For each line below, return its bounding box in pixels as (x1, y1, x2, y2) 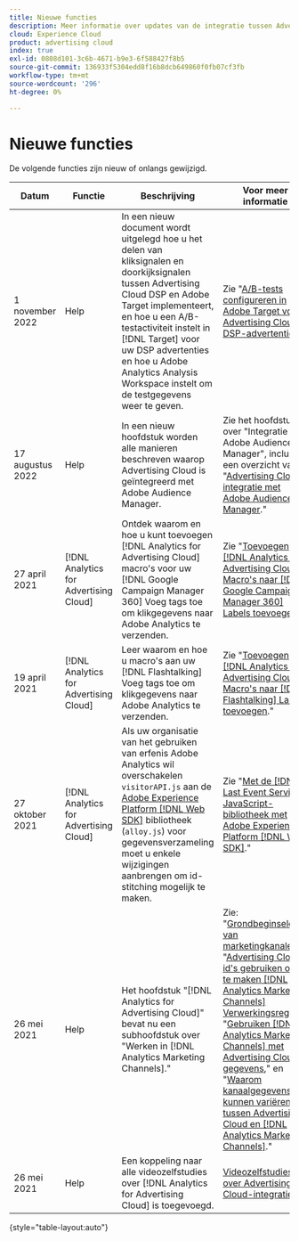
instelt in (174, 322, 211, 334)
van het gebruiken (121, 736, 198, 748)
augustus (13, 459, 53, 471)
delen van (121, 244, 163, 257)
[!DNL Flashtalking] (121, 665, 203, 678)
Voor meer (242, 184, 289, 197)
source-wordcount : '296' (9, 79, 101, 88)
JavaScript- (222, 797, 274, 810)
